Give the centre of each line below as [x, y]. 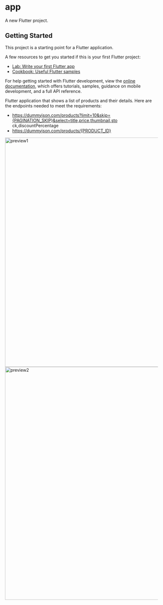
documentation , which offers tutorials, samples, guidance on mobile [73, 86]
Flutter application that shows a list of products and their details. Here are [78, 101]
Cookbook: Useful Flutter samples [46, 71]
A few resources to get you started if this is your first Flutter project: [73, 57]
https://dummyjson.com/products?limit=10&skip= [61, 115]
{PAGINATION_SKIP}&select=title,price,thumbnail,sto [65, 120]
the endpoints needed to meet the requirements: [53, 105]
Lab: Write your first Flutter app [43, 66]
